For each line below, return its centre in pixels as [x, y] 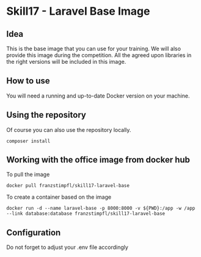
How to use [28, 81]
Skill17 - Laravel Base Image [78, 11]
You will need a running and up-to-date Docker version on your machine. [98, 96]
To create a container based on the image [59, 197]
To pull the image [28, 175]
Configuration [34, 232]
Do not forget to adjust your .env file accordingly [67, 247]
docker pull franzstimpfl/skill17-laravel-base [68, 186]
